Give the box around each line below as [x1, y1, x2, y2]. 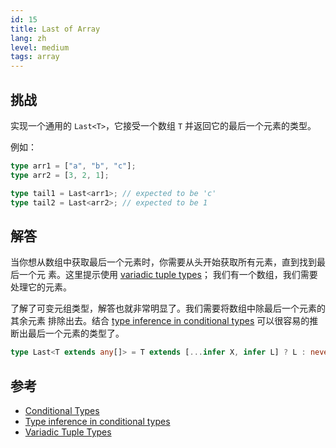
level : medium [10, 42, 70, 53]
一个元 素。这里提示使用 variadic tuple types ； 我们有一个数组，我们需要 [18, 269, 318, 281]
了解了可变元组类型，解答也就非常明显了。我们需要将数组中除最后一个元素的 [10, 302, 326, 315]
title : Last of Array [10, 24, 101, 34]
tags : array [10, 52, 60, 62]
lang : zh [10, 33, 47, 43]
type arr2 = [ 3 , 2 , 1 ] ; [10, 170, 110, 180]
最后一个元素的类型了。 [27, 327, 125, 340]
